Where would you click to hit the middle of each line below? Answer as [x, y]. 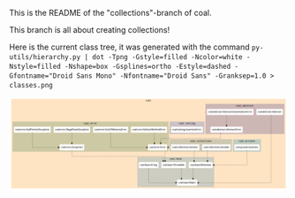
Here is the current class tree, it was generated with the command [129, 47]
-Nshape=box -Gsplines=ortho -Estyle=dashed [148, 66]
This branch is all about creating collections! [90, 30]
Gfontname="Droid [41, 76]
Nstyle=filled [35, 66]
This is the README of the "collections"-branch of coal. [110, 13]
